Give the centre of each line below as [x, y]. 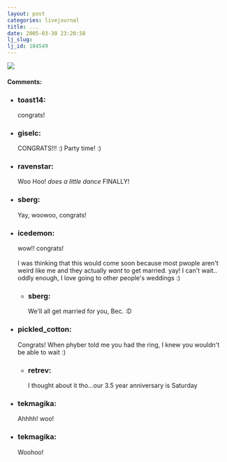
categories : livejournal [43, 20]
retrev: [39, 370]
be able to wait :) [42, 352]
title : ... [23, 27]
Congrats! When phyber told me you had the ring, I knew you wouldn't [118, 345]
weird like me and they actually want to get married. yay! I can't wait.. [117, 270]
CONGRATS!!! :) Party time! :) [59, 148]
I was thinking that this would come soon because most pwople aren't [118, 264]
